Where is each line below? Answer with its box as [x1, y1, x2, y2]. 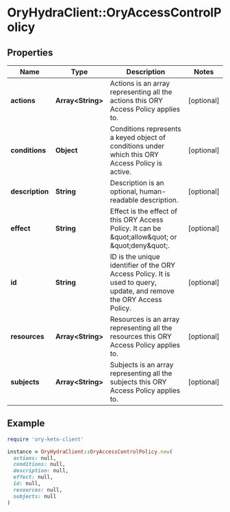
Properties [7, 47, 53, 58]
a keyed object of [110, 132, 166, 142]
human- [139, 187, 166, 196]
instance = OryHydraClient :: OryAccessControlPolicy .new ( [7, 448, 173, 455]
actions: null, [13, 454, 57, 461]
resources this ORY [110, 331, 172, 341]
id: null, [13, 480, 41, 487]
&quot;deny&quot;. [110, 241, 170, 250]
